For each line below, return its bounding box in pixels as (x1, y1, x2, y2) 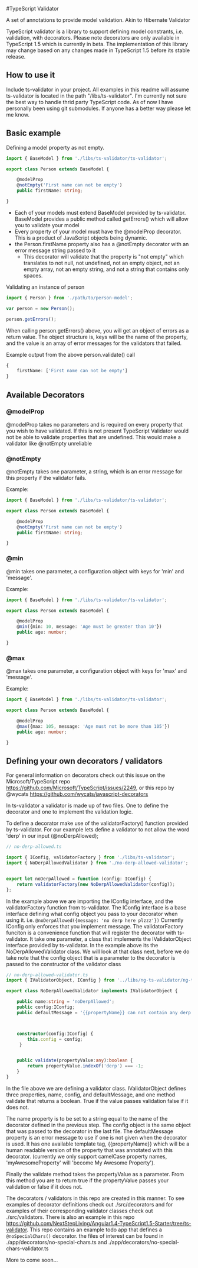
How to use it (6, 70, 55, 80)
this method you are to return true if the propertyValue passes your (6, 1177, 169, 1184)
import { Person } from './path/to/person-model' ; (6, 295, 133, 301)
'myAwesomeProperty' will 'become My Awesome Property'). (6, 1159, 155, 1166)
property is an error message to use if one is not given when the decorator (6, 1134, 187, 1141)
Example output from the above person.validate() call (6, 351, 136, 358)
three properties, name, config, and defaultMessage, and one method (6, 1091, 176, 1098)
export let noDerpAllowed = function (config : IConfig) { (6, 876, 151, 882)
